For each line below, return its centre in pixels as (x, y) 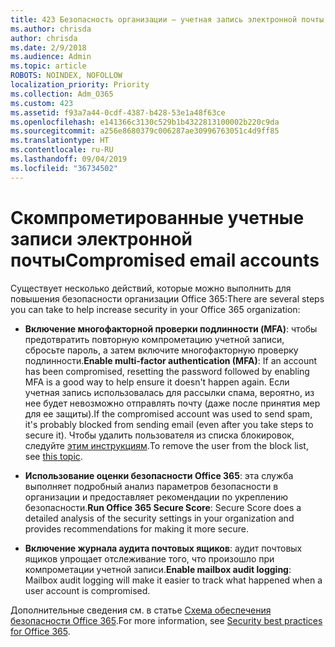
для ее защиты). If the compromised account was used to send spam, (168, 413)
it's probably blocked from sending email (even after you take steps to (169, 424)
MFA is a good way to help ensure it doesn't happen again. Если (157, 382)
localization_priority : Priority (80, 85)
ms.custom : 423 (42, 103)
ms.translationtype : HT (60, 141)
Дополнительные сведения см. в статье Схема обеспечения (141, 610)
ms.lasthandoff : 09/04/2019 (69, 159)
